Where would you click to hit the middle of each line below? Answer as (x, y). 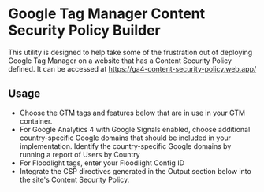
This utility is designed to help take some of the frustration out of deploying (130, 52)
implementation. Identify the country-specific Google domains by (125, 146)
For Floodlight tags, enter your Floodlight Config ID (102, 163)
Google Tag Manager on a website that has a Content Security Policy (120, 61)
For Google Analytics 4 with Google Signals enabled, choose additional (135, 129)
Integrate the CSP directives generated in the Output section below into (136, 171)
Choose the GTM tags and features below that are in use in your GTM (132, 113)
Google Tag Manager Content (107, 14)
